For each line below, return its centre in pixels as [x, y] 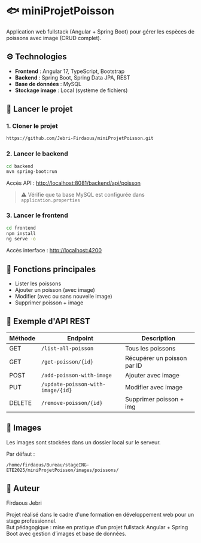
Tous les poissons [150, 348]
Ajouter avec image [152, 375]
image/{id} [57, 390]
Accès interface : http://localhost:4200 [54, 251]
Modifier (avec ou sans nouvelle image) [63, 297]
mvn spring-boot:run [32, 172]
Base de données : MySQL [48, 84]
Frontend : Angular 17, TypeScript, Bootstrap [70, 71]
